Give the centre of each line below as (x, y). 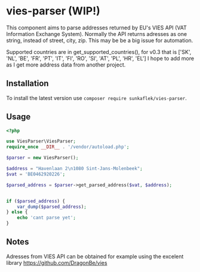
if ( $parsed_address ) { (36, 201)
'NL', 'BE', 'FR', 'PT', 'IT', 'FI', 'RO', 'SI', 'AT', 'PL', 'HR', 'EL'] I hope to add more (100, 58)
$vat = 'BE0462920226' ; (36, 174)
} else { (17, 212)
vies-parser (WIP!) (53, 11)
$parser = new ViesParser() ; (42, 158)
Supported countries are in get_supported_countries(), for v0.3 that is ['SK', (99, 52)
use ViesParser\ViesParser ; (41, 141)
